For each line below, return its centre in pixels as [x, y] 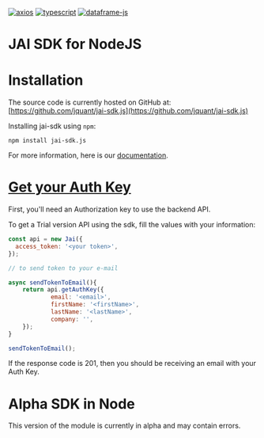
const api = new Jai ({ [45, 239]
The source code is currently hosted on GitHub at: [90, 102]
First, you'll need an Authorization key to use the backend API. [109, 209]
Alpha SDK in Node [72, 404]
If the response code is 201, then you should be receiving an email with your [132, 364]
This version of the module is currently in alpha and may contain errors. [124, 426]
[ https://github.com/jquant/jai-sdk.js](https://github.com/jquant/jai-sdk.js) [128, 111]
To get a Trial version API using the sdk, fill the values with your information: [132, 225]
